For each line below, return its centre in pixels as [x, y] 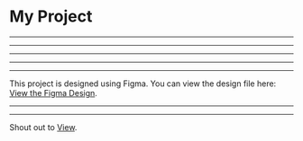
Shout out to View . [43, 127]
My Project [51, 17]
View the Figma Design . [53, 93]
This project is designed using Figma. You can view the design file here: [143, 84]
